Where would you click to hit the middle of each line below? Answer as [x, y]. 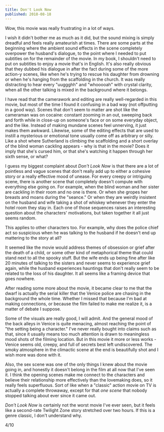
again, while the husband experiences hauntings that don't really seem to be [82, 268]
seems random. [21, 218]
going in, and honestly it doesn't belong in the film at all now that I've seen [80, 369]
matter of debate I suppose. [33, 309]
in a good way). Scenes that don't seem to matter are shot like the [71, 109]
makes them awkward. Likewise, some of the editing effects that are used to [82, 130]
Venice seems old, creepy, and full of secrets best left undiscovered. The [79, 344]
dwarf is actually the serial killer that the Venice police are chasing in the [78, 293]
